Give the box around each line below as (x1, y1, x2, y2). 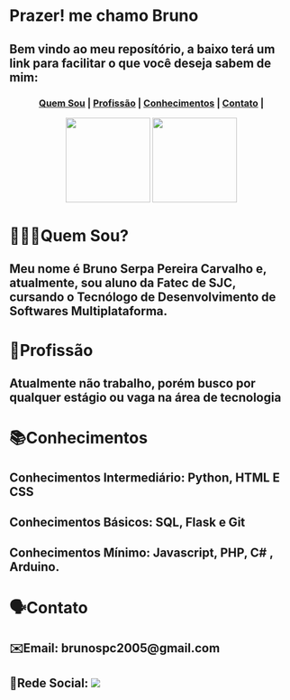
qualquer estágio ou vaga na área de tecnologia (9, 390, 282, 406)
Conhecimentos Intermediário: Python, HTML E (9, 470, 281, 485)
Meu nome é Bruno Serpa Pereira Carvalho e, (9, 261, 267, 276)
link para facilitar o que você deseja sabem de (9, 55, 272, 70)
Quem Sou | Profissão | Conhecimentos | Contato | (39, 97, 264, 109)
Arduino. (9, 559, 60, 574)
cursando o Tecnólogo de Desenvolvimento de (9, 290, 276, 305)
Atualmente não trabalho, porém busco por (9, 376, 257, 391)
